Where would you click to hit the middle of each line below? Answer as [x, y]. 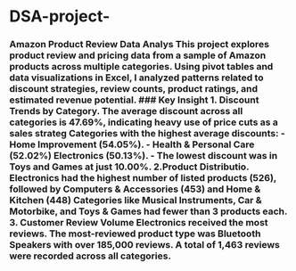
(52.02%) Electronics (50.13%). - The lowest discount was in [144, 156]
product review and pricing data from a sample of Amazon [138, 55]
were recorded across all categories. [90, 256]
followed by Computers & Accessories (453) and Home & [135, 189]
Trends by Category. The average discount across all [126, 111]
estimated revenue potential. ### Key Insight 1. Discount [134, 100]
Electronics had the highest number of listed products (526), [143, 178]
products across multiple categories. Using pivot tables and [141, 67]
